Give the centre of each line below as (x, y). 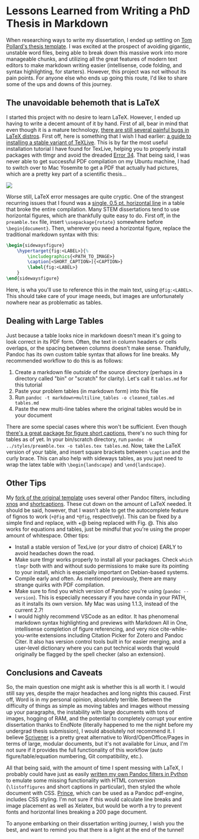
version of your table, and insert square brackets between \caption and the (98, 452)
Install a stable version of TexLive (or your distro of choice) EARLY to (98, 547)
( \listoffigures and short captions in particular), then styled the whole (93, 787)
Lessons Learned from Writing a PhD (98, 11)
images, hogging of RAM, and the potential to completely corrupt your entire (99, 718)
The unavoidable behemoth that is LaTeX (83, 103)
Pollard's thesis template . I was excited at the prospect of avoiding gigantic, (98, 46)
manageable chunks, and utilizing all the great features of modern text (92, 59)
